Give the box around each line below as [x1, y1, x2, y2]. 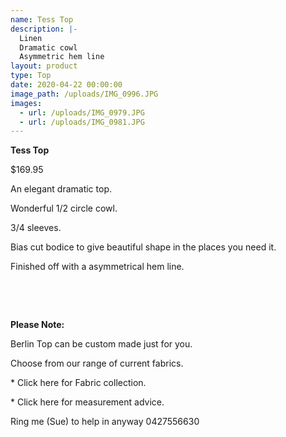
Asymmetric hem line [19, 52, 105, 62]
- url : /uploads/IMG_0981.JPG [19, 117, 145, 127]
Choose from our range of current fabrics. [10, 357, 184, 370]
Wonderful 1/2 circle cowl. [10, 202, 118, 215]
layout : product [10, 61, 78, 71]
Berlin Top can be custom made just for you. [10, 338, 193, 350]
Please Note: [10, 319, 65, 331]
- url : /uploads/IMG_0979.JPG [19, 107, 145, 118]
